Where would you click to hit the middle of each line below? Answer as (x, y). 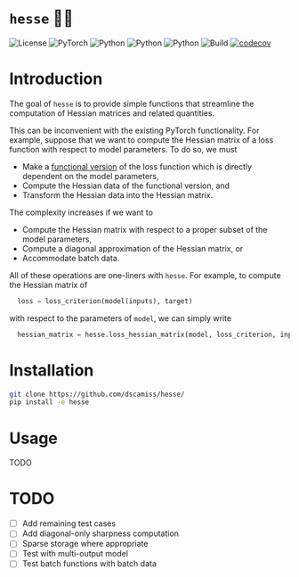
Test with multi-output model (75, 554)
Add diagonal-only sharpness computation (101, 533)
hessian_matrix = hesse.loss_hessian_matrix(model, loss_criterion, (147, 334)
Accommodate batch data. (71, 258)
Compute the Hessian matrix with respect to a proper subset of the (145, 229)
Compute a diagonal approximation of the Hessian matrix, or (133, 248)
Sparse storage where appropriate (85, 544)
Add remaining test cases (69, 523)
